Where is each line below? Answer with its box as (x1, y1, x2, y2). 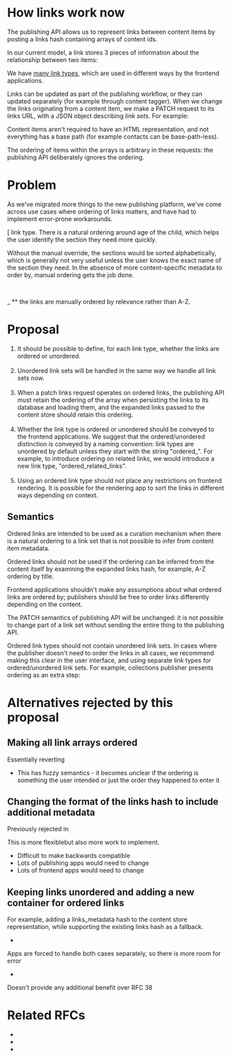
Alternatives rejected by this (7, 695, 174, 710)
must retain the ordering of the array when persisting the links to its (17, 395, 209, 404)
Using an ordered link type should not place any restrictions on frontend (17, 476, 222, 484)
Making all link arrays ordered (7, 737, 138, 749)
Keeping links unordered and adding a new (7, 886, 194, 898)
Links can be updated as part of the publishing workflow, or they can (7, 90, 203, 98)
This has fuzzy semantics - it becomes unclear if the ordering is (17, 768, 199, 777)
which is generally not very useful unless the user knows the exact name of (7, 256, 222, 264)
